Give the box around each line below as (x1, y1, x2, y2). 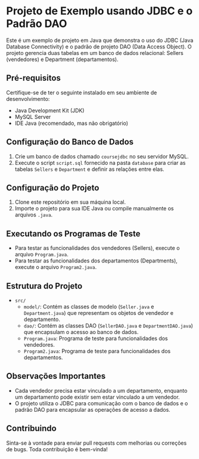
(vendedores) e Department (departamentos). (6, 56, 119, 63)
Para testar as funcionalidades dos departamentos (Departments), (14, 257, 178, 264)
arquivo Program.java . (14, 251, 69, 258)
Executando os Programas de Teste (6, 228, 141, 238)
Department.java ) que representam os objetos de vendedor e (23, 310, 174, 316)
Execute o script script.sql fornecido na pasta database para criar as (14, 159, 186, 166)
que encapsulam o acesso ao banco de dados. (23, 329, 139, 335)
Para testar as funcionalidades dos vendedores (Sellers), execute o (14, 244, 180, 252)
